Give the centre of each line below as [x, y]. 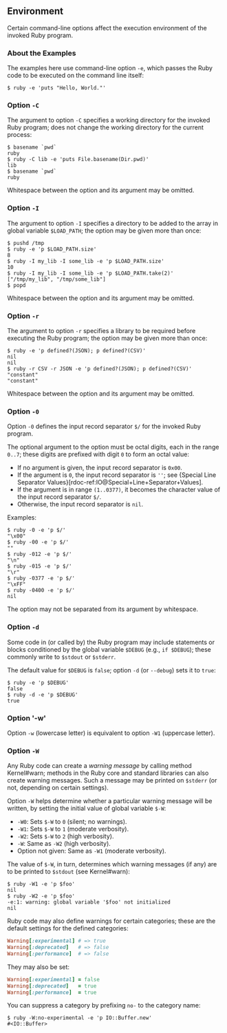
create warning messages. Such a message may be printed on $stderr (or [112, 780]
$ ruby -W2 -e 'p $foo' [41, 896]
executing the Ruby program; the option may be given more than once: [107, 338]
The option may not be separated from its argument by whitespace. [102, 609]
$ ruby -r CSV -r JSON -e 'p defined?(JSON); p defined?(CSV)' [100, 369]
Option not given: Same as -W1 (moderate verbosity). [91, 851]
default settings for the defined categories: [68, 928]
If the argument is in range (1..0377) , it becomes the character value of [119, 490]
